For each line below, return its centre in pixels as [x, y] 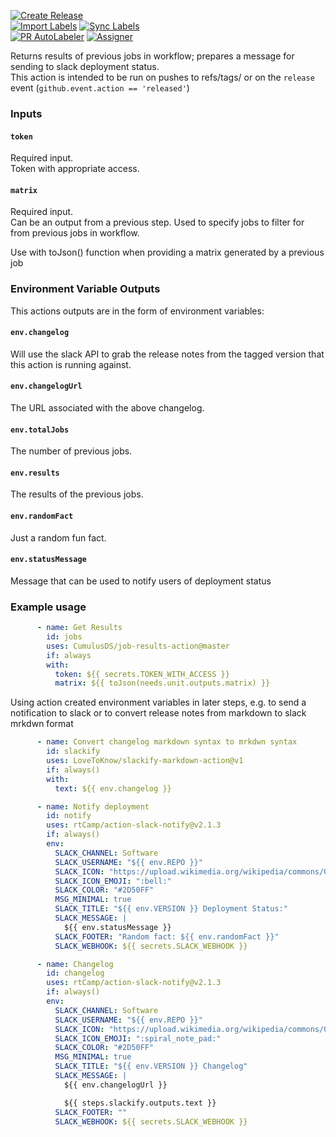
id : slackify [73, 751]
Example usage [48, 607]
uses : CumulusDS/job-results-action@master [138, 646]
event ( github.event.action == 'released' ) [100, 88]
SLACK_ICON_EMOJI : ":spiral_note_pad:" [138, 1038]
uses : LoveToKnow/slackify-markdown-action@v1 [145, 761]
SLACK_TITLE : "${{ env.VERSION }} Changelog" [151, 1066]
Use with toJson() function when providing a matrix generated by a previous [167, 252]
